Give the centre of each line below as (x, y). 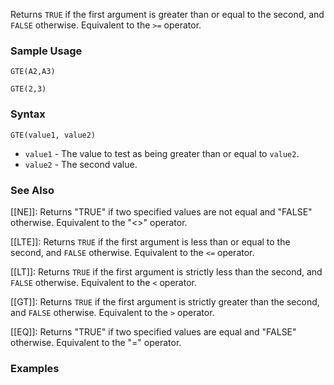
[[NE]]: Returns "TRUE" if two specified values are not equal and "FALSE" (161, 211)
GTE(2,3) (28, 89)
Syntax (28, 114)
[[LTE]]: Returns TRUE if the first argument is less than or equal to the (150, 241)
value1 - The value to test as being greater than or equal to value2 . (162, 153)
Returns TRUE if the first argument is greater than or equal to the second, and (167, 14)
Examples (35, 368)
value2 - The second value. (81, 164)
